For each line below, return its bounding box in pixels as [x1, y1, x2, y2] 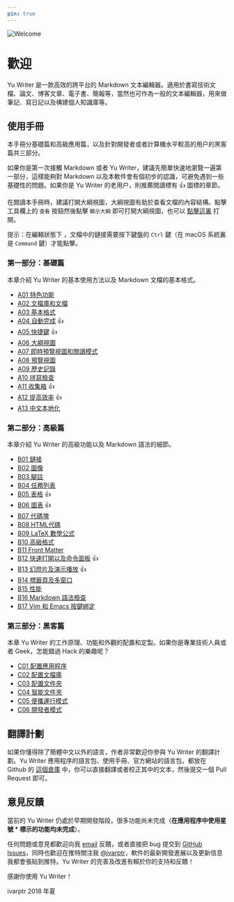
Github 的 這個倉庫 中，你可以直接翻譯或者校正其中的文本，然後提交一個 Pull [7, 765, 227, 774]
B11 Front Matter [17, 545, 64, 554]
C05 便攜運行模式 [17, 697, 68, 705]
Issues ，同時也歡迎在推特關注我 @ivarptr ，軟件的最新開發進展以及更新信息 [7, 848, 223, 857]
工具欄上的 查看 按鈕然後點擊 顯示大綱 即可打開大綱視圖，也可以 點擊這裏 [7, 207, 212, 215]
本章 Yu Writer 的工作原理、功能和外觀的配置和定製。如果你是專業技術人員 [7, 638, 221, 646]
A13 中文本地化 [17, 404, 61, 412]
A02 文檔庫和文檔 [17, 299, 68, 307]
